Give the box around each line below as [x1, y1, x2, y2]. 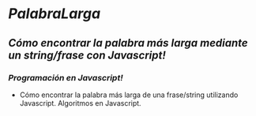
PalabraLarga [8, 5, 101, 23]
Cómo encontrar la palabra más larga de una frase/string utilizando [19, 90, 239, 99]
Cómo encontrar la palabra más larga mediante [8, 36, 248, 50]
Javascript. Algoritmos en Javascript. [19, 98, 141, 107]
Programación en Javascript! [8, 72, 124, 83]
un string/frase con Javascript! [8, 48, 166, 62]
